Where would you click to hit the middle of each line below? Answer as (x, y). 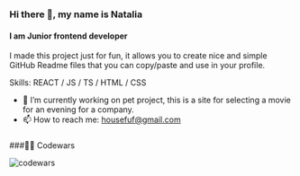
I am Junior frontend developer (68, 36)
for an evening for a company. (78, 110)
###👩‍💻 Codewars (42, 145)
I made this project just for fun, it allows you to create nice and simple (138, 56)
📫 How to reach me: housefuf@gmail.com (102, 119)
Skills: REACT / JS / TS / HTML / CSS (78, 83)
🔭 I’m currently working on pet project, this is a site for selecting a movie (156, 100)
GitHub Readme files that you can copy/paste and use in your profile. (137, 66)
